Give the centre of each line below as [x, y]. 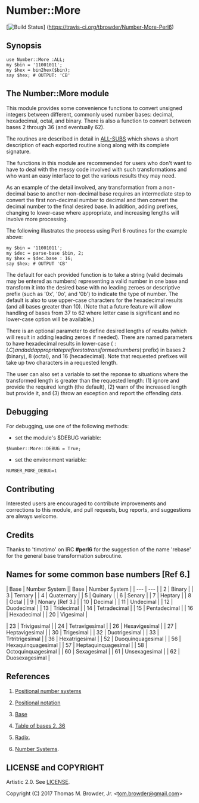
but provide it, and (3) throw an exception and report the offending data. [95, 393]
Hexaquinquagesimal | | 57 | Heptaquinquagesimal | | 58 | [77, 645]
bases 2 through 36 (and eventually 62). [55, 127]
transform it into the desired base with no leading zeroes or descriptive [93, 287]
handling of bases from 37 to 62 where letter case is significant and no [93, 313]
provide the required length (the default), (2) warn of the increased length [97, 387]
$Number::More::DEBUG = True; [44, 449]
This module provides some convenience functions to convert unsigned [94, 108]
